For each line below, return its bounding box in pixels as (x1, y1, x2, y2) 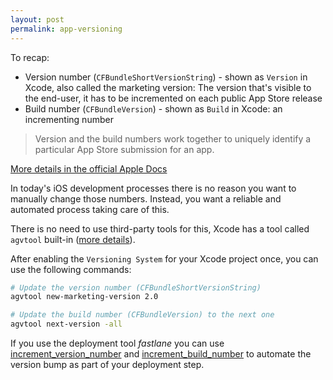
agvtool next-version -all (10, 319, 123, 330)
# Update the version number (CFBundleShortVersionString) (10, 282, 262, 293)
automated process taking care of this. (10, 203, 170, 215)
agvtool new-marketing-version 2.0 (10, 292, 159, 302)
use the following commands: (10, 263, 132, 275)
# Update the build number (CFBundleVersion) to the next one (10, 310, 275, 320)
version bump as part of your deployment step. (10, 359, 205, 370)
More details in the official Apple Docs (10, 162, 168, 175)
